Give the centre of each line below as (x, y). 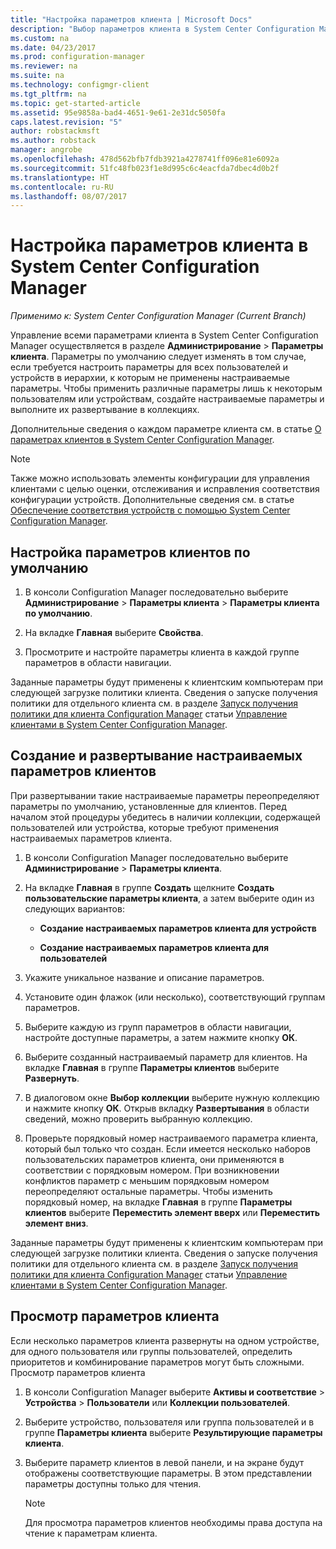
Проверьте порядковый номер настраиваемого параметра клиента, (171, 1138)
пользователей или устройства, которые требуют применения (145, 827)
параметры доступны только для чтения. (113, 1483)
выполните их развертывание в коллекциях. (105, 410)
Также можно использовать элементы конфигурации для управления (160, 478)
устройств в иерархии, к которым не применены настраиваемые (150, 378)
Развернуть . (52, 1078)
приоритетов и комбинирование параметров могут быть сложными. (157, 1362)
